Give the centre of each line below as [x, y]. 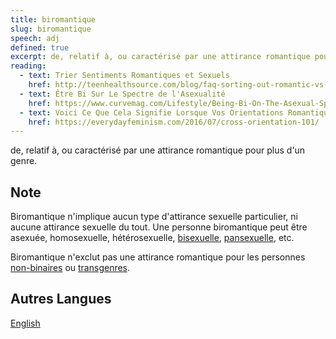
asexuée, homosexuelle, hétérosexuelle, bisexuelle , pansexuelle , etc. [152, 238]
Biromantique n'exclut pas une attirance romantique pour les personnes [158, 257]
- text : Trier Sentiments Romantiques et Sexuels [124, 76]
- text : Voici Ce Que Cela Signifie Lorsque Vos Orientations [151, 112]
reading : [28, 66]
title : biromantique [53, 19]
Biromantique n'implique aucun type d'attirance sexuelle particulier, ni [154, 217]
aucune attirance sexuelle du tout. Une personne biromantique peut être [159, 227]
